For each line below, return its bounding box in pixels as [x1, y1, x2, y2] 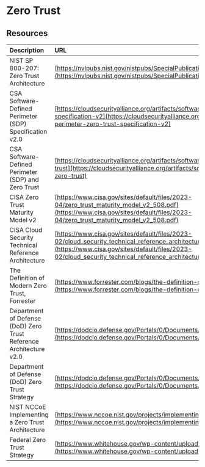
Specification [9, 128, 48, 136]
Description [9, 46, 45, 54]
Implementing [9, 410, 49, 419]
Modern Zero [9, 281, 47, 290]
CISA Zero [9, 193, 39, 201]
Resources [6, 28, 48, 38]
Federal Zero [9, 436, 46, 444]
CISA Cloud [9, 226, 43, 234]
